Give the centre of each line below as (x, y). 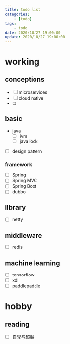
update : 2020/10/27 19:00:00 (35, 37)
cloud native (31, 98)
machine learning (33, 263)
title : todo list (23, 10)
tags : (11, 23)
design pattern (27, 151)
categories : (17, 14)
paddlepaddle (26, 286)
